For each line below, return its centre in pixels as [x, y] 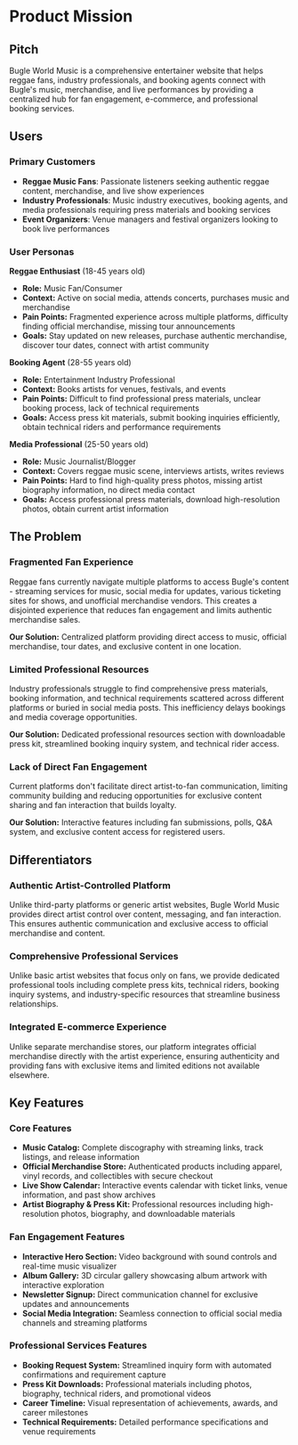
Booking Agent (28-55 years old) [70, 362]
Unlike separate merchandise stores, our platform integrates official [133, 1046]
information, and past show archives [89, 1195]
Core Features [40, 1128]
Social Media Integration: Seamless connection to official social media [152, 1313]
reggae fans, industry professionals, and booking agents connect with [137, 80]
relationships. [34, 1004]
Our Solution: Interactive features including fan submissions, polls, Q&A [141, 822]
